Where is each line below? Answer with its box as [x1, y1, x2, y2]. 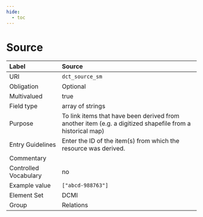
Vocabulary [9, 172, 42, 180]
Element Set [9, 191, 43, 199]
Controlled [9, 164, 39, 172]
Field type [9, 102, 38, 111]
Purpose [9, 119, 34, 128]
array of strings [62, 102, 106, 111]
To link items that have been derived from [62, 112, 180, 120]
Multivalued [9, 92, 43, 100]
